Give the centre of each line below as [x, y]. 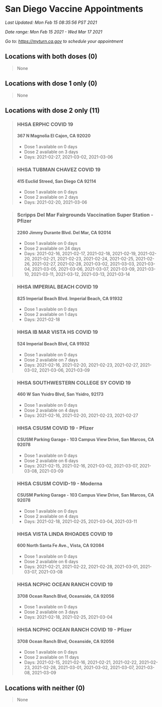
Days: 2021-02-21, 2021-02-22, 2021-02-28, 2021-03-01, [81, 567]
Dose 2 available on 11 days [51, 657]
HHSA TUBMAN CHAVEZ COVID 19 [59, 170]
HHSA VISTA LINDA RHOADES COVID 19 [65, 534]
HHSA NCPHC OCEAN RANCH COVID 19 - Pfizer [74, 630]
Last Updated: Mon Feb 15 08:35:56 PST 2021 [51, 22]
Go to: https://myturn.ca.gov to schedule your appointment [64, 41]
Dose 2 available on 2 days [51, 197]
